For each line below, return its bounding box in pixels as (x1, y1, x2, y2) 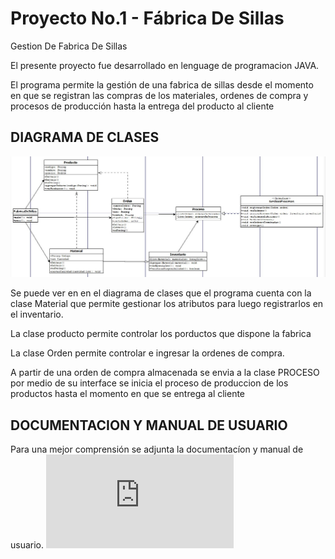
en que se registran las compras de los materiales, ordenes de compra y (10, 89, 309, 101)
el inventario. (10, 308, 64, 321)
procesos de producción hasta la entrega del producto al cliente (10, 100, 275, 112)
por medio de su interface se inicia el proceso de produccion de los (10, 377, 289, 389)
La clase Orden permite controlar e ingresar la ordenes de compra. (10, 347, 285, 359)
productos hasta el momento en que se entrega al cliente (10, 388, 246, 400)
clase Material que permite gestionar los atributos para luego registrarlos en (10, 298, 324, 310)
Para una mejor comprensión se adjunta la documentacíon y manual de (10, 443, 304, 455)
